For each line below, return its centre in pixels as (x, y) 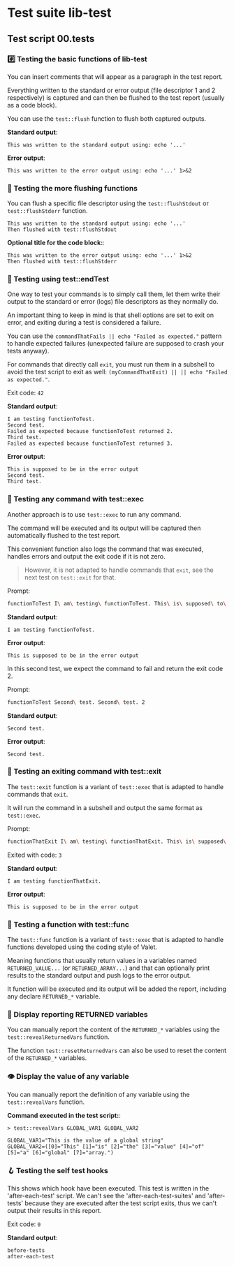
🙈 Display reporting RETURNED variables (78, 1014)
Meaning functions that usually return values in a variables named (102, 960)
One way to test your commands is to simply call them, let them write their (114, 294)
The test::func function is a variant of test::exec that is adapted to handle (116, 939)
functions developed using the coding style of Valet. (82, 947)
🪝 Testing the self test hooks (58, 1170)
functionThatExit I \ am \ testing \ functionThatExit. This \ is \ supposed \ (117, 841)
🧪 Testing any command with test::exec (76, 499)
